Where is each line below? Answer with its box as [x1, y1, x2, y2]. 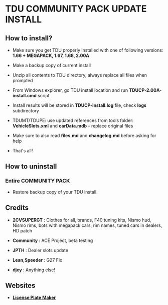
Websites [5, 281, 36, 290]
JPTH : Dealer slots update [12, 247, 69, 253]
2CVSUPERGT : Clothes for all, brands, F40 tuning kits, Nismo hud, [12, 217, 151, 223]
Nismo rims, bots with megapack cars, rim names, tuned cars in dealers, [12, 222, 162, 228]
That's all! [12, 148, 33, 154]
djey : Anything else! [12, 267, 55, 273]
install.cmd [12, 93, 37, 98]
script [37, 93, 50, 98]
